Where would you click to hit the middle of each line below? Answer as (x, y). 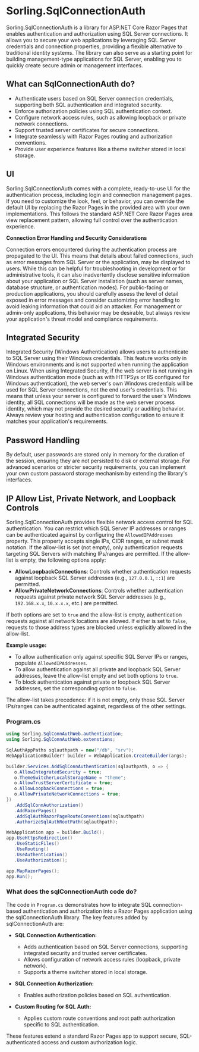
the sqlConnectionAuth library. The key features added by (77, 917)
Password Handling (43, 440)
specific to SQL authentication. (61, 1024)
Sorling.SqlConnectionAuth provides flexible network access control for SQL (100, 522)
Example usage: (26, 645)
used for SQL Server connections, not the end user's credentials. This (91, 390)
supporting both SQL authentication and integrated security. (88, 105)
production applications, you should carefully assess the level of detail (92, 293)
